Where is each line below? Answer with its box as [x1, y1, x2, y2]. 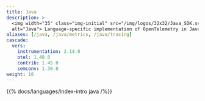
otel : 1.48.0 [17, 54, 51, 60]
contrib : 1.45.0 [17, 60, 59, 66]
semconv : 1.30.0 [17, 65, 59, 72]
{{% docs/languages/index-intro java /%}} [6, 88, 113, 95]
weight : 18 [6, 71, 34, 77]
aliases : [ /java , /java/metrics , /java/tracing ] [6, 32, 132, 38]
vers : [12, 43, 26, 49]
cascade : [6, 37, 29, 43]
